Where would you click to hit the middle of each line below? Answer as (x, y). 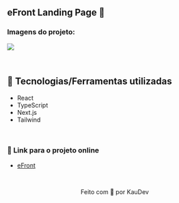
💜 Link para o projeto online (53, 150)
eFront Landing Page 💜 (56, 13)
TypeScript (32, 105)
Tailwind (29, 120)
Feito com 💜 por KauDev (115, 191)
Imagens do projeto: (41, 32)
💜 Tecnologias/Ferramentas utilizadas (89, 82)
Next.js (27, 112)
